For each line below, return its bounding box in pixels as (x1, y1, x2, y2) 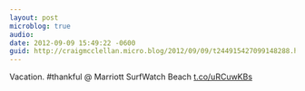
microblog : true (9, 22, 71, 31)
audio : (9, 30, 34, 39)
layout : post (9, 13, 59, 23)
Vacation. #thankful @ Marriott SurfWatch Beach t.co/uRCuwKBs (9, 71, 252, 82)
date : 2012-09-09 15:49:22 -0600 (9, 38, 136, 48)
